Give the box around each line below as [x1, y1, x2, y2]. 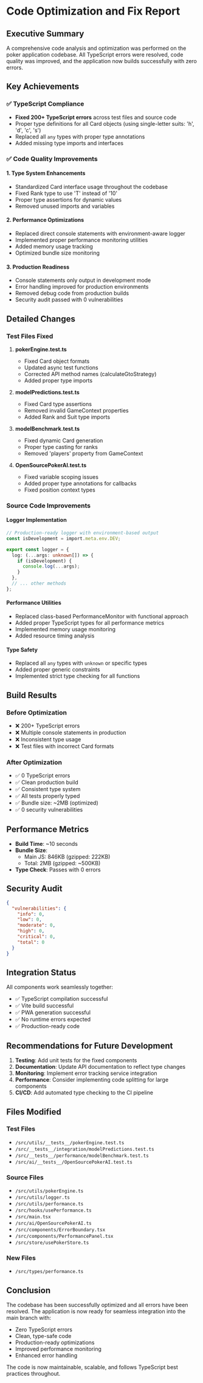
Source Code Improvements [6, 501, 91, 510]
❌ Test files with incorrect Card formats [15, 743, 114, 750]
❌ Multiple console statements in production [15, 729, 126, 736]
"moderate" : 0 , [17, 922, 56, 928]
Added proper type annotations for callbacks [24, 479, 137, 487]
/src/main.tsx [15, 1214, 51, 1220]
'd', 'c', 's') [15, 126, 41, 134]
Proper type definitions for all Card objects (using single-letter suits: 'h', [15, 120, 194, 127]
